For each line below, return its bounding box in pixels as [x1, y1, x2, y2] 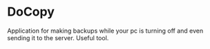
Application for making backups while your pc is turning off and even [7, 27, 204, 35]
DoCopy [7, 4, 55, 20]
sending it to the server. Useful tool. [7, 33, 109, 42]
